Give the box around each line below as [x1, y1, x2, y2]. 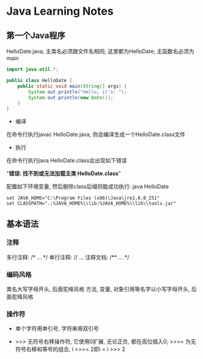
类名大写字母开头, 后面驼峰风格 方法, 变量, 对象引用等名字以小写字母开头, [6, 285, 190, 293]
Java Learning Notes [6, 4, 114, 18]
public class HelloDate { [6, 77, 72, 83]
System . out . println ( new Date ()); [28, 94, 114, 100]
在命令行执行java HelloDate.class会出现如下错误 [6, 157, 127, 164]
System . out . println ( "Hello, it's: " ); [28, 89, 127, 95]
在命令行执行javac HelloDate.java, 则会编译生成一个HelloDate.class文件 [6, 130, 186, 138]
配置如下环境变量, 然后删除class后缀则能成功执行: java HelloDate [6, 183, 169, 191]
